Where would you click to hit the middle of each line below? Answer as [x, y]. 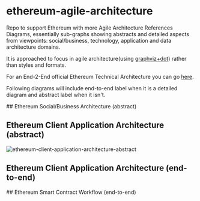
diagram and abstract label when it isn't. [56, 94]
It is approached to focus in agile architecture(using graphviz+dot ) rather [96, 58]
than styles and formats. [36, 65]
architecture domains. [33, 47]
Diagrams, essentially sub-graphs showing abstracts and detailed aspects [98, 34]
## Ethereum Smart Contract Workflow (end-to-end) [71, 192]
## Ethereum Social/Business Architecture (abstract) [71, 106]
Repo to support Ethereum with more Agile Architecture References [89, 28]
